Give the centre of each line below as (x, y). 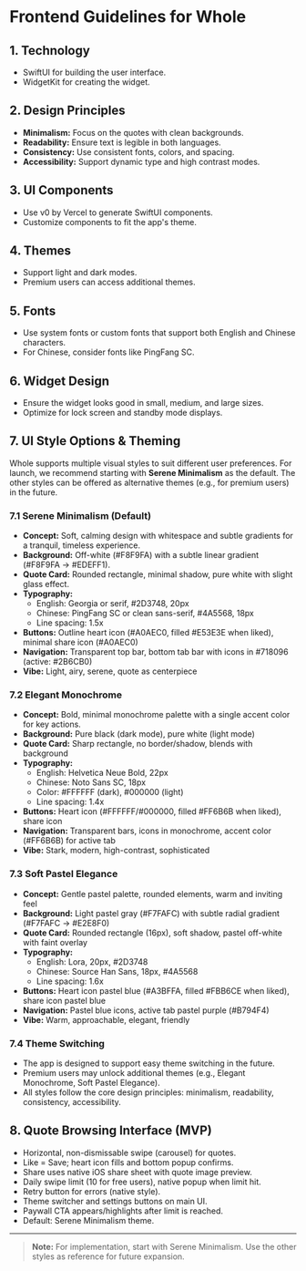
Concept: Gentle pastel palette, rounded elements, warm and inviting (153, 894)
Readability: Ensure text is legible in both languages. (122, 142)
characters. (44, 343)
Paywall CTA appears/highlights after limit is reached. (123, 1211)
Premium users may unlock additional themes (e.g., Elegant (134, 1073)
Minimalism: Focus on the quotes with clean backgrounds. (133, 132)
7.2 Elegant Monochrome (66, 695)
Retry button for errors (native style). (92, 1191)
